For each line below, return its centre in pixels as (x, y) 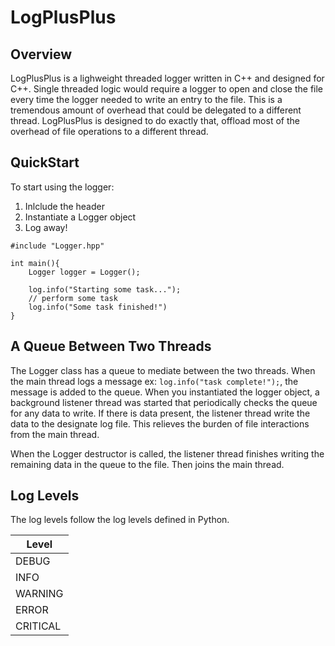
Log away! (46, 227)
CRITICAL (38, 626)
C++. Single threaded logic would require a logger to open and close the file (167, 89)
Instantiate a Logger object (80, 217)
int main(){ (35, 263)
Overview (41, 54)
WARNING (39, 594)
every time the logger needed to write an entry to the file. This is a (146, 99)
